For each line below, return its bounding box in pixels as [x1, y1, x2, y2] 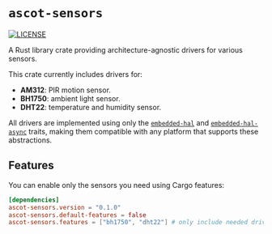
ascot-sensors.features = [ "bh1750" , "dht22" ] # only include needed [8, 219, 249, 227]
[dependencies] [8, 196, 60, 204]
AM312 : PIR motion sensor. [19, 85, 112, 95]
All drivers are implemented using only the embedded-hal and [8, 117, 209, 127]
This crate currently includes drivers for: [8, 69, 143, 79]
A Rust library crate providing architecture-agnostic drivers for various [8, 45, 243, 54]
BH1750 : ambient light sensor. [19, 93, 121, 103]
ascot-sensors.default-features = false [8, 211, 147, 219]
